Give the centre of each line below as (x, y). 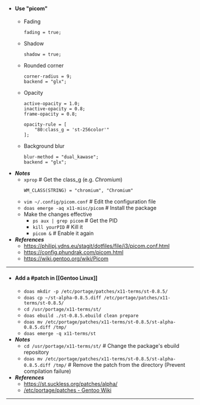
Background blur (44, 146)
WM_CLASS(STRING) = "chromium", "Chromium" (79, 191)
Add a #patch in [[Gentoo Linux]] (56, 278)
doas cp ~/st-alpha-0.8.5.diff (62, 298)
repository (36, 353)
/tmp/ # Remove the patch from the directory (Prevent (119, 365)
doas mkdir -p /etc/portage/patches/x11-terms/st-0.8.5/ (96, 292)
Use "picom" (31, 8)
